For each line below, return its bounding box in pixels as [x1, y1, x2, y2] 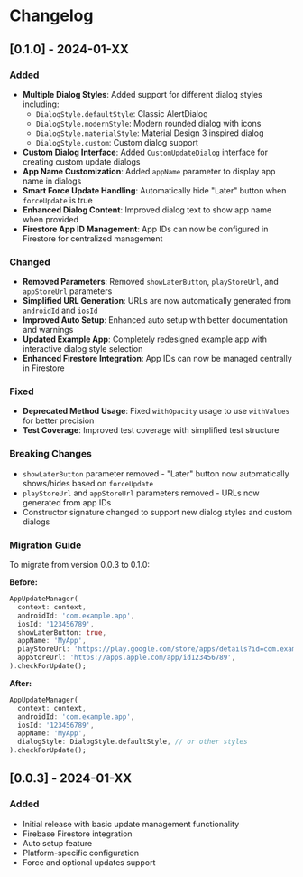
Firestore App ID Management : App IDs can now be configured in [22, 223, 269, 234]
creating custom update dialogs [22, 156, 141, 167]
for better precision [22, 415, 95, 426]
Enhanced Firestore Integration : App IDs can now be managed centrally [22, 354, 293, 364]
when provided [22, 213, 79, 224]
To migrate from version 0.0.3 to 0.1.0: [9, 560, 151, 571]
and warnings [22, 325, 74, 335]
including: [22, 99, 60, 109]
